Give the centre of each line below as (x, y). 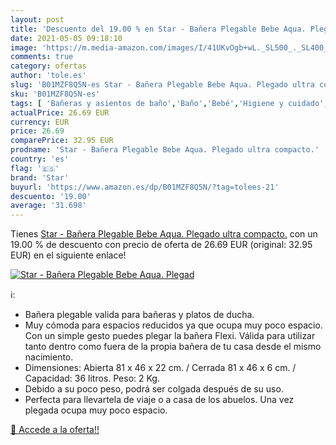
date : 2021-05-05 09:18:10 (66, 38)
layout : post (37, 19)
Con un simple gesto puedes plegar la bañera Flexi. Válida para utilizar (170, 336)
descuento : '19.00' (51, 196)
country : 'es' (40, 159)
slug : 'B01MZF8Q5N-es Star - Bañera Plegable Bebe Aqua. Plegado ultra (162, 85)
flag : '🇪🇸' (35, 168)
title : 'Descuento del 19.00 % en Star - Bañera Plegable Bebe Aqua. (158, 29)
